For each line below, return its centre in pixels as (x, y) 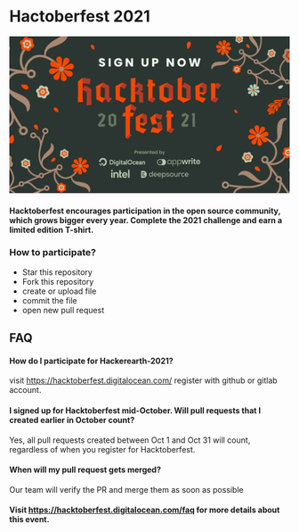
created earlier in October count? (72, 420)
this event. (29, 520)
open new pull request (63, 310)
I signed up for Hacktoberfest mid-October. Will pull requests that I (135, 411)
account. (25, 390)
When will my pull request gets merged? (85, 470)
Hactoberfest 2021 (80, 17)
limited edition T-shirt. (52, 229)
